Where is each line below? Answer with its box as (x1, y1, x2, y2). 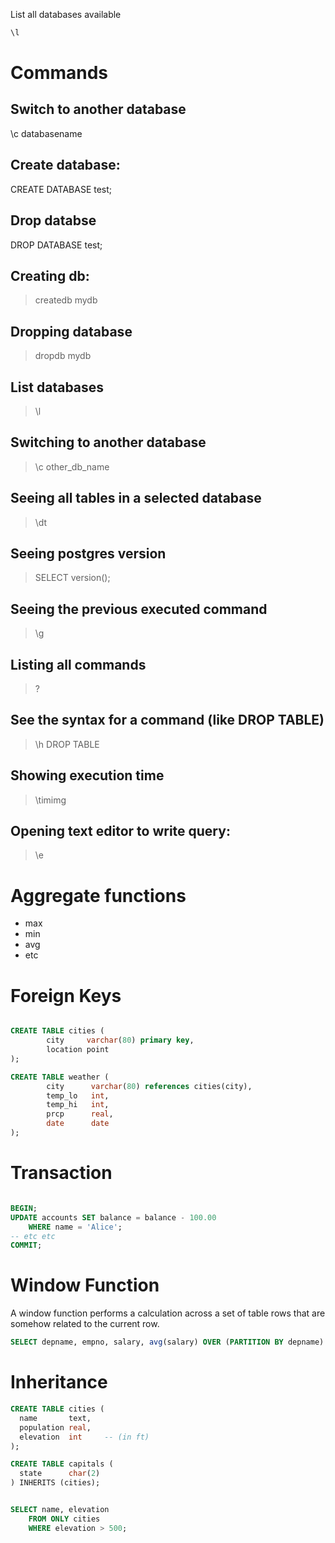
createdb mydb (34, 294, 98, 306)
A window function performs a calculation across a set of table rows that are (10, 1307, 326, 1319)
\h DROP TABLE (34, 738, 100, 750)
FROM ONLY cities (28, 1514, 101, 1524)
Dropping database (10, 323, 133, 340)
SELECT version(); (34, 572, 111, 584)
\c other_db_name (34, 460, 110, 473)
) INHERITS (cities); (10, 1478, 101, 1488)
